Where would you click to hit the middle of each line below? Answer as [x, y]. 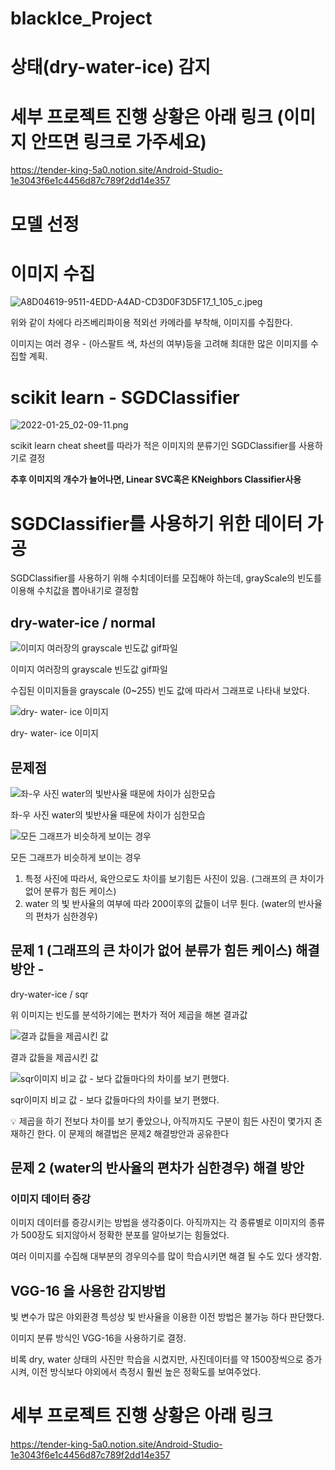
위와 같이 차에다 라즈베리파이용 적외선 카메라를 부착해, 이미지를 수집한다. [151, 323]
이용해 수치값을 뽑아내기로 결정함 [75, 591]
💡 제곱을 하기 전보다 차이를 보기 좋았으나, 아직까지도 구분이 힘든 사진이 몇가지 [161, 1121]
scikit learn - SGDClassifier [125, 397]
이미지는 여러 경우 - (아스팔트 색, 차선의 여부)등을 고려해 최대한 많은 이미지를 [159, 344]
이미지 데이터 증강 [51, 1199]
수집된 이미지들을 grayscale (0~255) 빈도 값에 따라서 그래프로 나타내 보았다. [160, 691]
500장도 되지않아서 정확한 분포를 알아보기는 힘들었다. [125, 1235]
